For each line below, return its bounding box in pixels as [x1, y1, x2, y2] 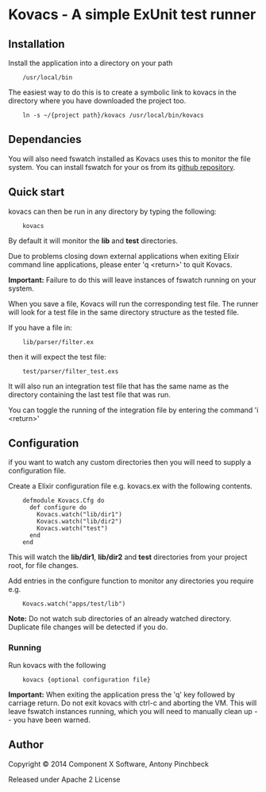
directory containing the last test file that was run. [8, 389, 171, 399]
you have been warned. [13, 715, 91, 724]
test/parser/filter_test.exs [22, 367, 119, 375]
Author [8, 738, 44, 751]
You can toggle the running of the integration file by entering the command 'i [8, 405, 259, 415]
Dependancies [8, 133, 82, 146]
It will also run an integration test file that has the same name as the [8, 381, 229, 391]
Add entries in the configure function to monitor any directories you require [8, 576, 254, 585]
